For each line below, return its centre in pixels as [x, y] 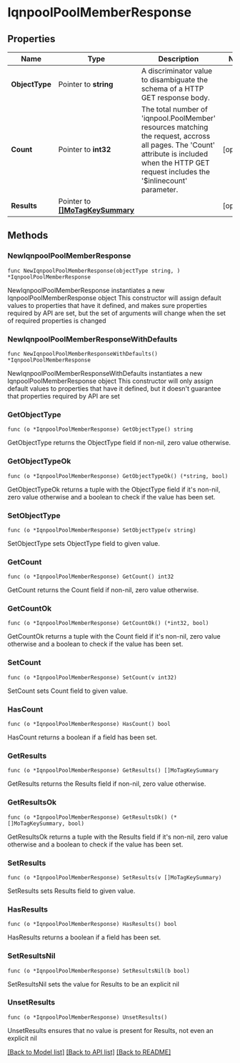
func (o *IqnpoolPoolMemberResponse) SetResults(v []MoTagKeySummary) [115, 877]
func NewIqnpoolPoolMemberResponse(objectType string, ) [94, 271]
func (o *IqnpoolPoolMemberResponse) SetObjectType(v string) [102, 530]
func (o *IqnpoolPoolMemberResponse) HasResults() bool [92, 924]
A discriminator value [177, 71]
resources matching [175, 127]
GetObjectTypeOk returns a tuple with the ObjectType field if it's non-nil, [114, 489]
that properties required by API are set [64, 396]
